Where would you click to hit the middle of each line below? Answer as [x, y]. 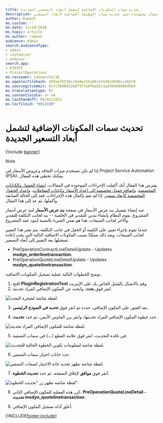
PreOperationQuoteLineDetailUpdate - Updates [59, 259]
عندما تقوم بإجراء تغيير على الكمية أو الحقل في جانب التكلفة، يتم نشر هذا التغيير [77, 229]
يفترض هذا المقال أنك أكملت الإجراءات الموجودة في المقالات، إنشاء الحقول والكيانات [81, 185]
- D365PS [14, 68]
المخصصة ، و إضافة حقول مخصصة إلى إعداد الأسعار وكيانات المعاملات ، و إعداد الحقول [81, 190]
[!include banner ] [23, 152]
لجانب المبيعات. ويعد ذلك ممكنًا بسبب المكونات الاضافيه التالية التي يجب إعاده [75, 235]
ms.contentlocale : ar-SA [30, 95]
